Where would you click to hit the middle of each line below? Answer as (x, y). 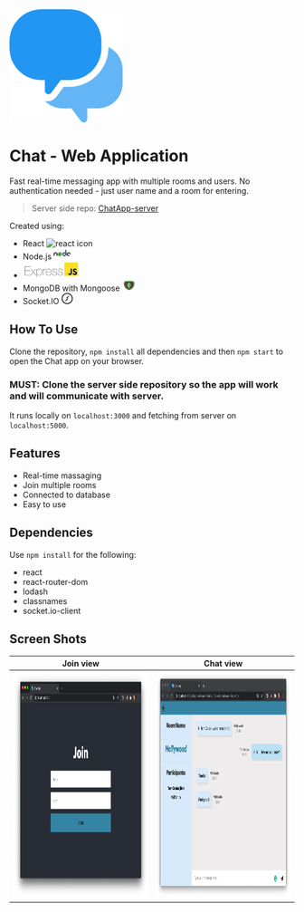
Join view (81, 663)
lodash (35, 591)
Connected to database (66, 494)
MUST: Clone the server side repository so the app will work (144, 384)
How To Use (44, 330)
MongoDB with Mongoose (71, 288)
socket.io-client (52, 610)
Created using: (37, 226)
